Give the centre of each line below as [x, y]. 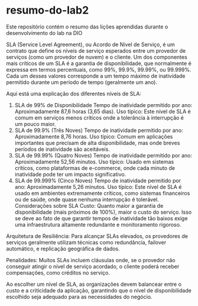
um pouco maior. [35, 124]
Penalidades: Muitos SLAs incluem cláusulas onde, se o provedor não [91, 260]
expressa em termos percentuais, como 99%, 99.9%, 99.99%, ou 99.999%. [99, 69]
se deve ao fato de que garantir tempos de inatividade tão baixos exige [101, 218]
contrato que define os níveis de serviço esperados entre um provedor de [96, 50]
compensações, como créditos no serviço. [58, 272]
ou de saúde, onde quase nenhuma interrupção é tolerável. [87, 199]
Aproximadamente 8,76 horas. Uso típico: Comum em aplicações [94, 136]
